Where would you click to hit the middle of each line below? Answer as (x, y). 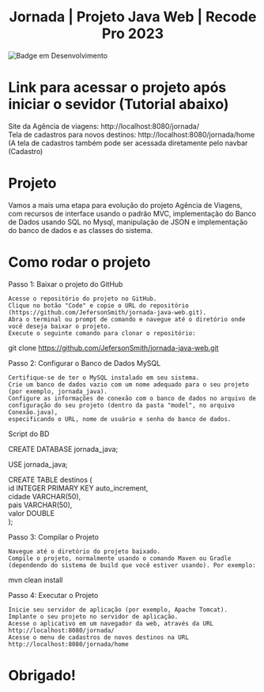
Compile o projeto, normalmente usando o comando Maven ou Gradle (120, 558)
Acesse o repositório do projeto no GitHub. (83, 299)
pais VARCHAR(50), (40, 505)
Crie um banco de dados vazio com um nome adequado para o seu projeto (128, 384)
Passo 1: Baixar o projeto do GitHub (66, 284)
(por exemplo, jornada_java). (58, 391)
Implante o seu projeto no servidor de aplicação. (93, 616)
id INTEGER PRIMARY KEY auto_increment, (78, 488)
